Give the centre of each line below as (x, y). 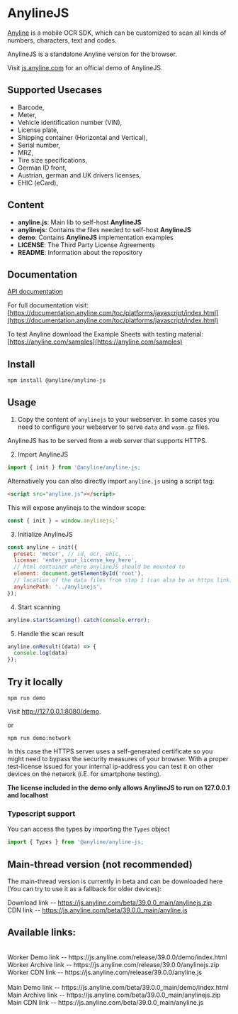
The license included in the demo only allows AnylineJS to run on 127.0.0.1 (119, 787)
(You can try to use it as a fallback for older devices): (84, 888)
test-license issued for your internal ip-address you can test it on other (110, 766)
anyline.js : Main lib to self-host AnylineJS (79, 222)
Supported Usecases (55, 90)
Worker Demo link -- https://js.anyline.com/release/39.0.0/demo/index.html (117, 957)
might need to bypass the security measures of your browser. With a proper (118, 758)
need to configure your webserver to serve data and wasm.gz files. (114, 427)
